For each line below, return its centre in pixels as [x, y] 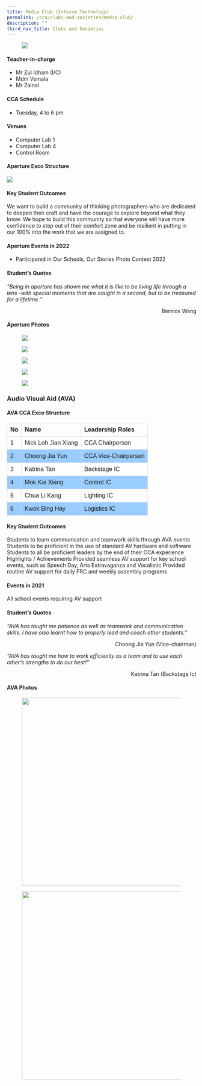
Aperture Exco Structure [38, 166]
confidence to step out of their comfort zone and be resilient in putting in [97, 226]
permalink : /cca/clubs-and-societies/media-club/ [70, 17]
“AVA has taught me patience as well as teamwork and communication [95, 626]
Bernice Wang [179, 311]
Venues [17, 126]
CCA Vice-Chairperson [114, 456]
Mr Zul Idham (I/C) [38, 72]
